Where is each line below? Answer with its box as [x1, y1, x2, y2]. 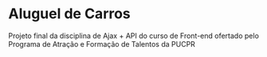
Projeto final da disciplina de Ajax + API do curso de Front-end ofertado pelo [8, 31, 259, 40]
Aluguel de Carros [8, 5, 132, 23]
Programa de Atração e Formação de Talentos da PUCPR [8, 39, 195, 48]
